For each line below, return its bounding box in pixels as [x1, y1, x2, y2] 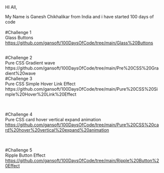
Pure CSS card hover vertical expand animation [5, 117, 101, 122]
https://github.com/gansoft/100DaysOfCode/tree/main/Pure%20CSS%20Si [5, 86, 158, 92]
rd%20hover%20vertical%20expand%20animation [5, 127, 109, 133]
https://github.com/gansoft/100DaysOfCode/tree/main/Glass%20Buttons [5, 40, 154, 46]
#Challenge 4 [5, 111, 33, 117]
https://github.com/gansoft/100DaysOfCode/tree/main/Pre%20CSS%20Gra [5, 65, 159, 71]
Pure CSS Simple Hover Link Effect [5, 81, 76, 87]
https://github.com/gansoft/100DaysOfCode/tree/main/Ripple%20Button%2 [5, 158, 159, 163]
